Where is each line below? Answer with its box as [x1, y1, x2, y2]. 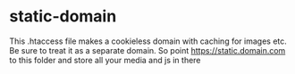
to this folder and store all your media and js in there [9, 54, 201, 65]
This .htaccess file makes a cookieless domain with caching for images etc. [9, 36, 288, 46]
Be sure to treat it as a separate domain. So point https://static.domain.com [9, 45, 286, 55]
